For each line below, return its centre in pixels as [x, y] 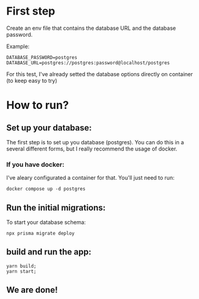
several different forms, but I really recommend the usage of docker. [92, 149]
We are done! [32, 290]
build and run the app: [49, 252]
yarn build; [21, 266]
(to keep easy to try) [32, 80]
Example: [18, 46]
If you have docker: [36, 164]
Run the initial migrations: [56, 207]
